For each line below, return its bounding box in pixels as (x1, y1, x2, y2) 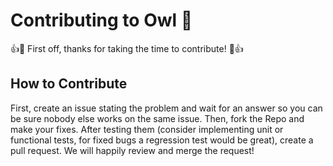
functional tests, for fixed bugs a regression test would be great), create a (10, 134, 314, 146)
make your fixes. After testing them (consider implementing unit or (10, 123, 284, 135)
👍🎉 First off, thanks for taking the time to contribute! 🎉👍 (10, 42, 244, 54)
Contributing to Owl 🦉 (10, 9, 193, 32)
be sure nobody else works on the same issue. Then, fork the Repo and (10, 112, 305, 124)
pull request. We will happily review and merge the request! (10, 144, 255, 156)
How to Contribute (10, 75, 128, 93)
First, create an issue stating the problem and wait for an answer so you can (10, 102, 323, 114)
